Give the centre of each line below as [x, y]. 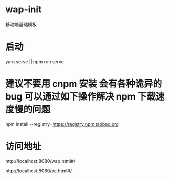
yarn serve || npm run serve [35, 61]
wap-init [24, 9]
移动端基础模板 [21, 24]
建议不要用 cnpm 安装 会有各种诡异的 [84, 84]
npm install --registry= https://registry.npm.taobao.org [62, 124]
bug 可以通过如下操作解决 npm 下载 [81, 97]
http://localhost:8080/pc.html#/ [39, 171]
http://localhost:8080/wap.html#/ [40, 161]
